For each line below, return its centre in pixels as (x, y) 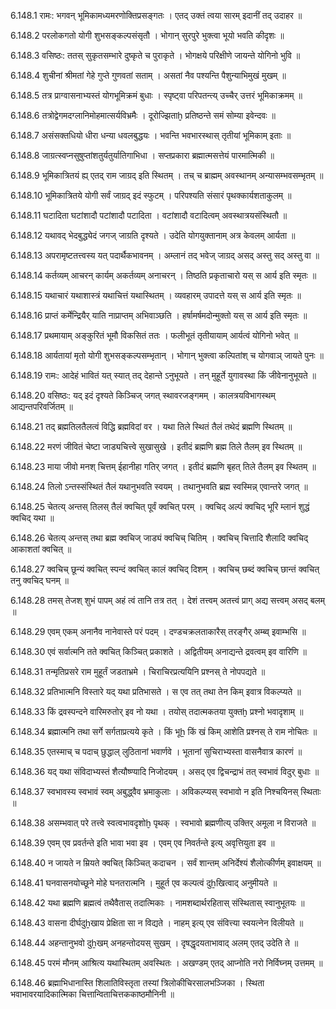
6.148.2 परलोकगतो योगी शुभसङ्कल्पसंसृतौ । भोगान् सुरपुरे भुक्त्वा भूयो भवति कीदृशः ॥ (147, 35)
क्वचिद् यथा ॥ (32, 518)
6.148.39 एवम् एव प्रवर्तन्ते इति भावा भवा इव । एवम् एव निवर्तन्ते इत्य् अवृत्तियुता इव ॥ (142, 843)
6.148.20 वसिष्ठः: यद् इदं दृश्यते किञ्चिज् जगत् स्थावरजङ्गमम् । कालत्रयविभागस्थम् (143, 395)
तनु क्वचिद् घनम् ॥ (40, 580)
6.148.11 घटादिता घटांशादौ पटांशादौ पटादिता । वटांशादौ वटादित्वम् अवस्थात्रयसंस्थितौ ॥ (149, 215)
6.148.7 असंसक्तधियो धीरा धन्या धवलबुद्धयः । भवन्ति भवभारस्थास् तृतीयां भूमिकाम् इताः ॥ (151, 135)
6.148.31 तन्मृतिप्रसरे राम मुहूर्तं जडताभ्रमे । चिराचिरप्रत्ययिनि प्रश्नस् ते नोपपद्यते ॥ (138, 671)
